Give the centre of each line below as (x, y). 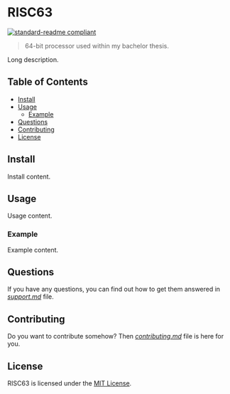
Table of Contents (48, 82)
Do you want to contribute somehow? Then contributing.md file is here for (116, 336)
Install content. (29, 176)
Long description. (33, 59)
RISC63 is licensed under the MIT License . (70, 383)
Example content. (33, 250)
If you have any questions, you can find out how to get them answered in (114, 289)
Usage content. (30, 216)
